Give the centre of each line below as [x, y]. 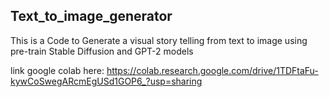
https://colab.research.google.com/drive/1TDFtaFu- [212, 70]
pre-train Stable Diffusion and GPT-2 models [102, 51]
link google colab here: [57, 70]
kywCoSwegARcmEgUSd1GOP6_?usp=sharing [106, 81]
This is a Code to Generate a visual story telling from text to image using [159, 40]
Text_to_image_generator [91, 16]
